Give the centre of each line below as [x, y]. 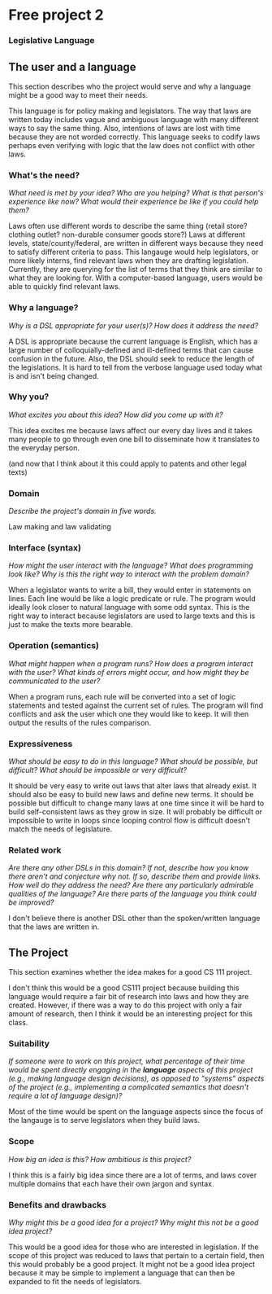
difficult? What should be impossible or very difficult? [98, 770]
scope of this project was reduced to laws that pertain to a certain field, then [136, 1255]
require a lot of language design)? [65, 1096]
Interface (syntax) [45, 548]
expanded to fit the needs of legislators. [75, 1281]
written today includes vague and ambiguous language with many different [134, 119]
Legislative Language [52, 41]
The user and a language [72, 67]
